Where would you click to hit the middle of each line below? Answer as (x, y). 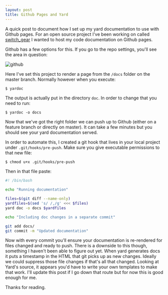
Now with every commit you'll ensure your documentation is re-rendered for (84, 240)
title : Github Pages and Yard (37, 15)
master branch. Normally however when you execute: (60, 79)
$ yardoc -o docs (23, 112)
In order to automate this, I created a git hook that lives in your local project (83, 142)
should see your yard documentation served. (52, 132)
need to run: (18, 103)
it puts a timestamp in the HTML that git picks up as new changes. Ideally (81, 256)
